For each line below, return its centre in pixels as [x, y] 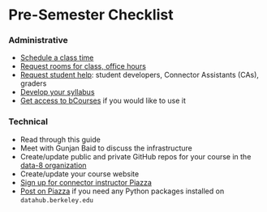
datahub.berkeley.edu [56, 200]
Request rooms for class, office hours [83, 66]
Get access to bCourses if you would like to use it [103, 101]
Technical [28, 121]
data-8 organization [53, 165]
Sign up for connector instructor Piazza [86, 182]
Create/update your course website [80, 174]
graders [33, 83]
